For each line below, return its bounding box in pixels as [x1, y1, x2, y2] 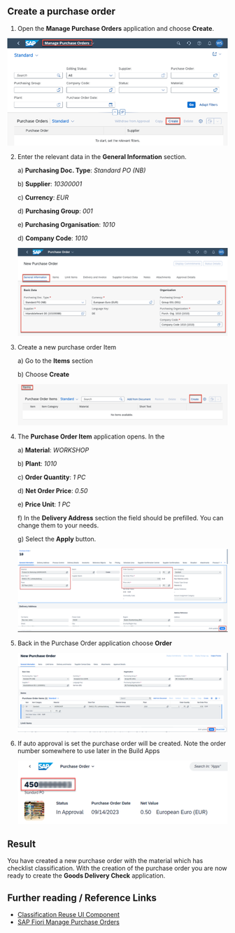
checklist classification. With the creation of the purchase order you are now [7, 864, 227, 873]
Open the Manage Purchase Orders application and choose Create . [17, 24, 215, 32]
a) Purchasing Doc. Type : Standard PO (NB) [17, 166, 146, 174]
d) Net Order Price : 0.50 [17, 487, 88, 495]
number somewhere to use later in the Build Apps [17, 747, 160, 755]
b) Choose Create [17, 371, 70, 379]
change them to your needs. [17, 521, 99, 530]
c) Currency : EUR [17, 193, 69, 202]
